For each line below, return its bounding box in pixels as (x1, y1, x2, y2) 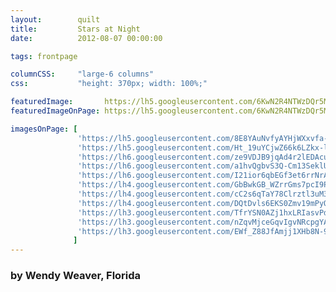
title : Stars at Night (10, 24, 141, 34)
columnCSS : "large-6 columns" (10, 69, 155, 80)
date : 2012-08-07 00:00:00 (10, 33, 163, 43)
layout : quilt (10, 14, 101, 25)
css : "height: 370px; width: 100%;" (10, 79, 208, 89)
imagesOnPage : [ (10, 124, 78, 134)
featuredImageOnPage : (10, 106, 101, 116)
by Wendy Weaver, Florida (10, 269, 142, 283)
